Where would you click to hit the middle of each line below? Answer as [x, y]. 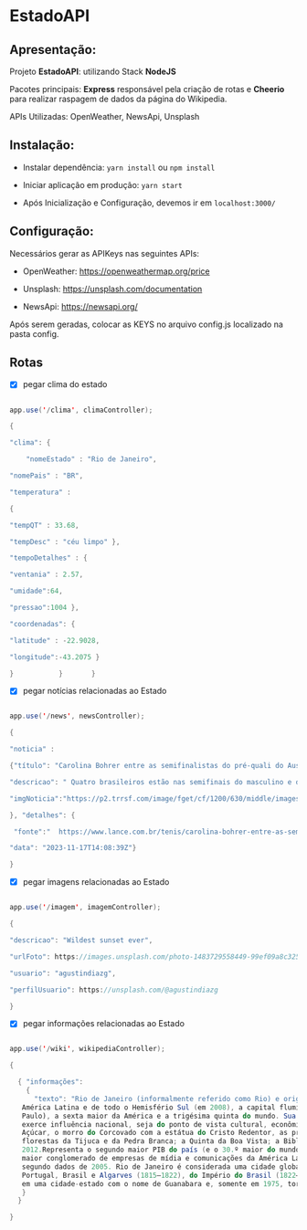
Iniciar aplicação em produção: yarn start [102, 184]
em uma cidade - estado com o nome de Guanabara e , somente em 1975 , [153, 1183]
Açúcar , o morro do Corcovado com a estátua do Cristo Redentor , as [154, 1133]
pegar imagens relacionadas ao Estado [96, 882]
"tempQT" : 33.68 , [44, 525]
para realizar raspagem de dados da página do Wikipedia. [118, 99]
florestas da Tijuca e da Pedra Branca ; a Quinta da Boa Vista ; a [151, 1141]
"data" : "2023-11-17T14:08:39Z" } [73, 848]
